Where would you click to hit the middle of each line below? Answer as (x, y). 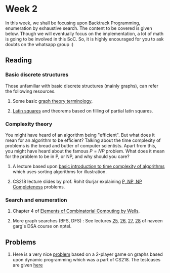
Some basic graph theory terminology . (53, 101)
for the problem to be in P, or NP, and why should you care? (68, 156)
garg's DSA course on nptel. (42, 226)
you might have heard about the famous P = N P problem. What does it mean (85, 151)
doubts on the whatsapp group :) (39, 44)
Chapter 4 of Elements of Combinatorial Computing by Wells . (76, 211)
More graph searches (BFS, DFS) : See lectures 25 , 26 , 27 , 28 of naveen (88, 221)
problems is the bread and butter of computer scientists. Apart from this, (81, 145)
